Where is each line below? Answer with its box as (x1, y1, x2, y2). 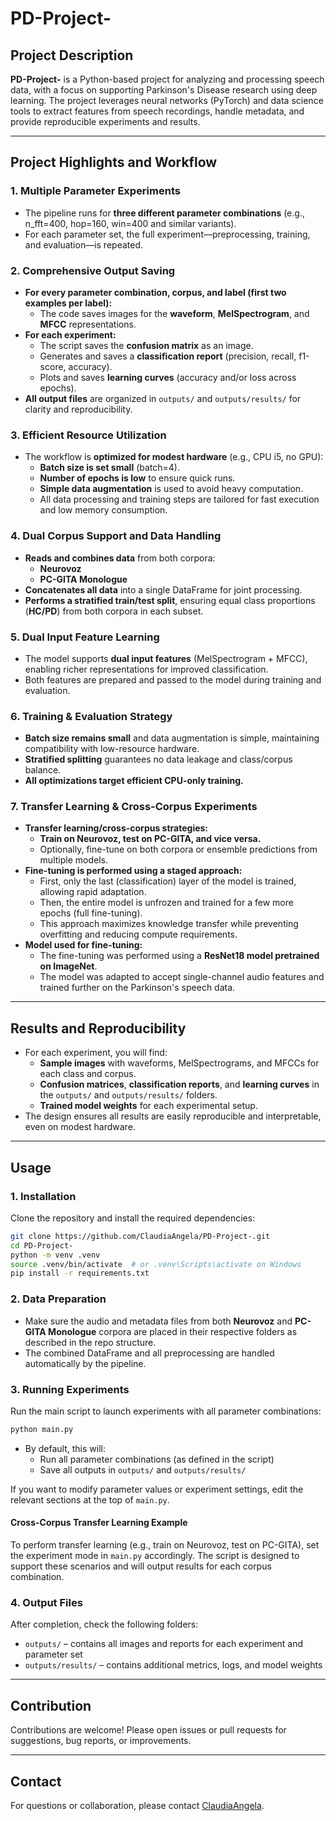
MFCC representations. (39, 318, 137, 330)
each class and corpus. (39, 1068, 137, 1080)
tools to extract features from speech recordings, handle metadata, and (10, 105, 305, 117)
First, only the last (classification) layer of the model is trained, (39, 875, 297, 887)
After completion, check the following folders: (10, 1618, 199, 1631)
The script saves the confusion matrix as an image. (39, 339, 254, 351)
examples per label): (24, 297, 113, 309)
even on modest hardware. (24, 1121, 136, 1133)
